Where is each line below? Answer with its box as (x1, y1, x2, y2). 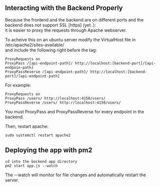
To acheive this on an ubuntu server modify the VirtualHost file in (5, 37, 136, 42)
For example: (5, 82, 32, 88)
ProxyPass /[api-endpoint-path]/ (5, 61, 73, 65)
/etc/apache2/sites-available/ (5, 42, 64, 48)
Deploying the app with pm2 (5, 146, 93, 154)
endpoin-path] (5, 65, 34, 70)
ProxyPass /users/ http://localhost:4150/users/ (5, 96, 106, 101)
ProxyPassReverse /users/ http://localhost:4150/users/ (5, 100, 121, 105)
